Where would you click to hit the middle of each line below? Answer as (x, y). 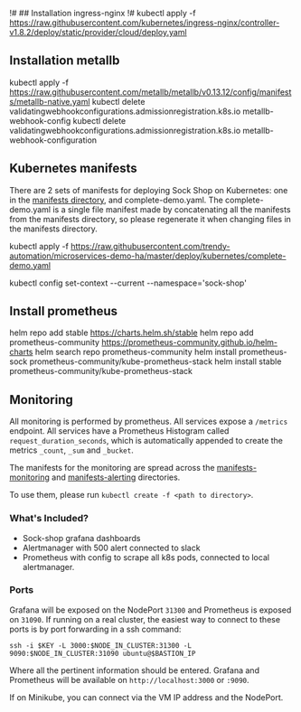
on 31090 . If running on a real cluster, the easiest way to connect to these (145, 619)
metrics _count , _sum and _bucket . (71, 450)
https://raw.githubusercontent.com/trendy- (150, 246)
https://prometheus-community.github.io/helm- (190, 342)
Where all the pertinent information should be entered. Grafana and (135, 670)
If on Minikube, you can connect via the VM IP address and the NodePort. (146, 697)
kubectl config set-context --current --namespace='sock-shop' (128, 283)
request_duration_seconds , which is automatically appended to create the (146, 441)
